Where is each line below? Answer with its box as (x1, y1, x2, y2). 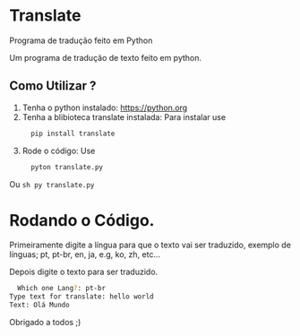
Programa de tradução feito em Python (9, 35, 153, 46)
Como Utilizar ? (9, 78, 97, 94)
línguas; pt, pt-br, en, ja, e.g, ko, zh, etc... (9, 249, 161, 260)
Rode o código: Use (21, 145, 96, 156)
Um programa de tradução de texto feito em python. (9, 52, 202, 63)
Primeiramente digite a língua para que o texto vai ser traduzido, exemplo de (9, 239, 291, 251)
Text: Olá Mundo (9, 301, 70, 310)
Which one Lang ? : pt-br (17, 284, 106, 293)
